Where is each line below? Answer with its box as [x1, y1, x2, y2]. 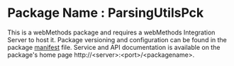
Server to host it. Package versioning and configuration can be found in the [7, 35, 227, 44]
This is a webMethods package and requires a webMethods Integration [7, 28, 216, 37]
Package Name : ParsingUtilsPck [7, 5, 204, 21]
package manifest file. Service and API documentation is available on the [7, 43, 221, 51]
